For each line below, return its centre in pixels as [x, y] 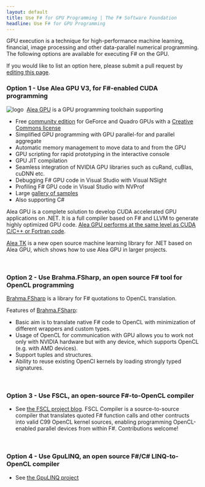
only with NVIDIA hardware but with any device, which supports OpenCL [107, 341]
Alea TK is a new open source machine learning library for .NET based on [99, 243]
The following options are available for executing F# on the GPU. [88, 54]
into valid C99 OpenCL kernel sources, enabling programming [93, 422]
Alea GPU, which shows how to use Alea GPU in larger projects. [87, 249]
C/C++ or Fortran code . [36, 231]
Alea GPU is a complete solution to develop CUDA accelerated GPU [91, 211]
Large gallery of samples [47, 193]
